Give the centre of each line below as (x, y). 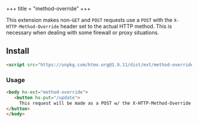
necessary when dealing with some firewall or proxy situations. (82, 33)
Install (18, 51)
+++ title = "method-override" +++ (49, 9)
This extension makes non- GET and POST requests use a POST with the (89, 20)
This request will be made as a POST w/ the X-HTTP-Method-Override (105, 103)
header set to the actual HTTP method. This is (116, 26)
